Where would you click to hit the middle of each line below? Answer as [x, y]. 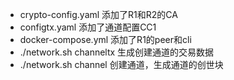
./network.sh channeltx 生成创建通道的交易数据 [117, 52]
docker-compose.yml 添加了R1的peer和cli [105, 39]
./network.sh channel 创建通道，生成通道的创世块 [121, 64]
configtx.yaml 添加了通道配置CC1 [88, 27]
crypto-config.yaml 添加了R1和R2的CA [98, 14]
